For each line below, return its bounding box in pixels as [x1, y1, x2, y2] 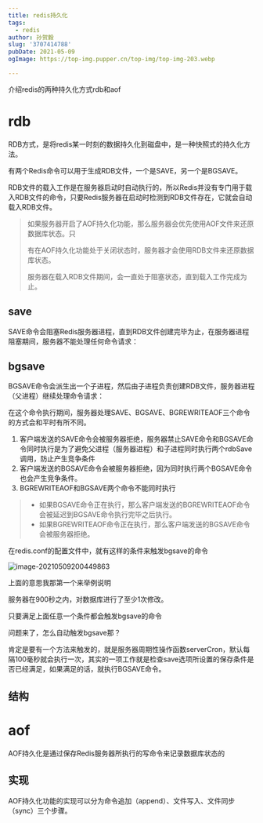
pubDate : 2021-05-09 [8, 48, 76, 56]
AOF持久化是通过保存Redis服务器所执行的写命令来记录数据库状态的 [8, 748, 225, 758]
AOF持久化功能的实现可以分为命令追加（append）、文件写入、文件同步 [8, 796, 236, 805]
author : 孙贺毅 [8, 33, 54, 42]
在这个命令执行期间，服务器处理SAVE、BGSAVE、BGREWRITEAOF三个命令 [8, 408, 250, 417]
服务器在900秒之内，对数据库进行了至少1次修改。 [8, 595, 168, 604]
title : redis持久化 [8, 11, 68, 20]
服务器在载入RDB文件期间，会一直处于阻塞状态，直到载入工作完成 [27, 271, 241, 281]
